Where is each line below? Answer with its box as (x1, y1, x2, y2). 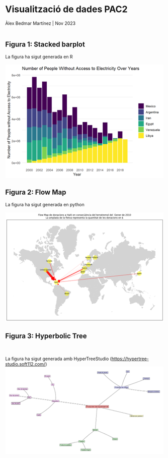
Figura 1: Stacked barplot (5, 40, 86, 49)
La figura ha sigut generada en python (5, 201, 85, 207)
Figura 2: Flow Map (5, 188, 66, 197)
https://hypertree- (111, 356, 149, 362)
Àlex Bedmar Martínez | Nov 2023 (5, 20, 76, 26)
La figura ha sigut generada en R (5, 53, 73, 60)
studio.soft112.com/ (5, 361, 46, 367)
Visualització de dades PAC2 (5, 4, 128, 15)
